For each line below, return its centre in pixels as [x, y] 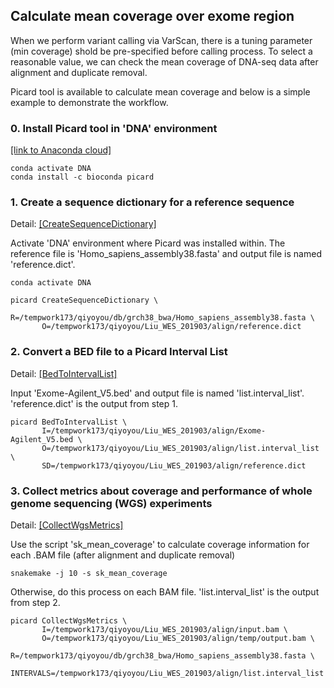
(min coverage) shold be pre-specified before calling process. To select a [161, 51]
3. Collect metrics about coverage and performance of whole [161, 491]
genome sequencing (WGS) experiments [111, 503]
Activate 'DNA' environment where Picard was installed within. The [148, 243]
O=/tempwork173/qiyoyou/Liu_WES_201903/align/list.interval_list [180, 448]
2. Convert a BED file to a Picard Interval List [119, 352]
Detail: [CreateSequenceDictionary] [83, 224]
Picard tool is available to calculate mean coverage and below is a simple [160, 91]
